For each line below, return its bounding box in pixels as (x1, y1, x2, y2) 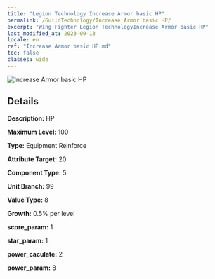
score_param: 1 (7, 222, 53, 231)
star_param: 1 (7, 236, 48, 245)
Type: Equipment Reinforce (7, 141, 87, 149)
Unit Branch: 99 (7, 182, 54, 190)
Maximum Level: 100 (7, 128, 69, 136)
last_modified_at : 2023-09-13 (7, 29, 96, 37)
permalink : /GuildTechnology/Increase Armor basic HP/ (7, 17, 171, 24)
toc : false (7, 50, 39, 57)
